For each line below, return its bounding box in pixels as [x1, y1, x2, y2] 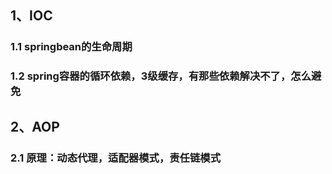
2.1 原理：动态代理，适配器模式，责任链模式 [10, 151, 222, 165]
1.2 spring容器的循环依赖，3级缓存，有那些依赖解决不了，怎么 [10, 69, 312, 83]
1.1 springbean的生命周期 [10, 40, 133, 54]
